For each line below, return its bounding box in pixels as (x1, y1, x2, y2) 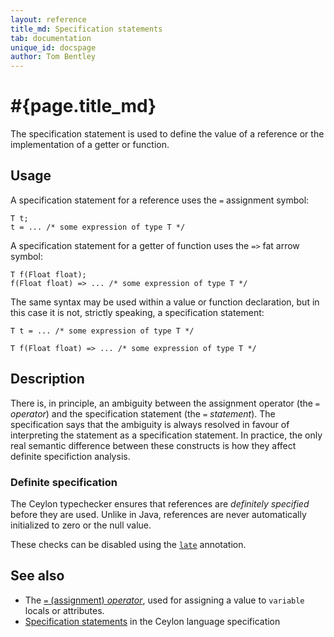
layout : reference (10, 14, 87, 25)
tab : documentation (10, 33, 92, 43)
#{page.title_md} (10, 95, 157, 118)
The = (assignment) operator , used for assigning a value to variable (24, 594, 305, 606)
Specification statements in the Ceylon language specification (24, 615, 281, 627)
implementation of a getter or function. (10, 139, 170, 151)
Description (10, 371, 85, 388)
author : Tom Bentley (10, 52, 97, 62)
